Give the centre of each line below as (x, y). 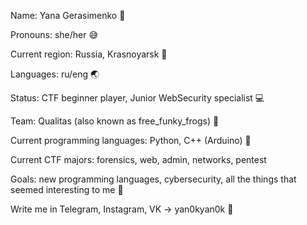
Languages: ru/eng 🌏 (55, 74)
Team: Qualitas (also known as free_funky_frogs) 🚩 (115, 121)
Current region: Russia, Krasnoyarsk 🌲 (89, 54)
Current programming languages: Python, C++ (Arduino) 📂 (131, 140)
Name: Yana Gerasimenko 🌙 (68, 15)
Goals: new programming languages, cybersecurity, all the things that (153, 179)
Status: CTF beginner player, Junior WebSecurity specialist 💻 (137, 98)
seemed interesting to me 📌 (67, 189)
